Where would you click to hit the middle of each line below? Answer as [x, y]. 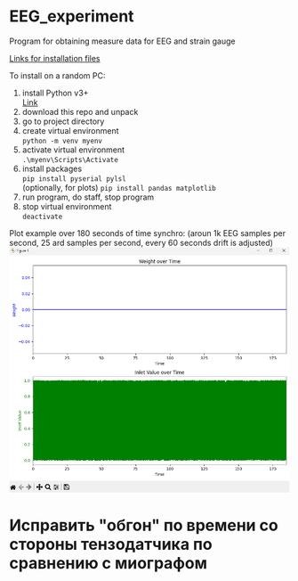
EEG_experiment [72, 16]
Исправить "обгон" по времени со [144, 525]
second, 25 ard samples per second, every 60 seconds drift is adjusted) [141, 242]
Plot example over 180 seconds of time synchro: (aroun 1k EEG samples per [148, 233]
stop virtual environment [67, 206]
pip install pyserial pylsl [74, 179]
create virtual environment [70, 130]
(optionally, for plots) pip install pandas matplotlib [119, 187]
